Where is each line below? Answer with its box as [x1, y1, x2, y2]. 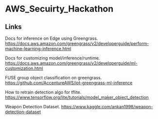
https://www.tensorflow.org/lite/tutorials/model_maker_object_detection [5, 94, 149, 100]
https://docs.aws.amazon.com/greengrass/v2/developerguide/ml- [5, 60, 138, 66]
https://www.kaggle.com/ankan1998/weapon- [61, 104, 153, 109]
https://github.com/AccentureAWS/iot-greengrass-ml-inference [5, 80, 133, 86]
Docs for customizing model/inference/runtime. [5, 55, 100, 61]
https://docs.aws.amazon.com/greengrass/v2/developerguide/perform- [5, 41, 149, 46]
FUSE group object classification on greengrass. [5, 75, 102, 80]
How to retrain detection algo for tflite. [5, 89, 82, 95]
